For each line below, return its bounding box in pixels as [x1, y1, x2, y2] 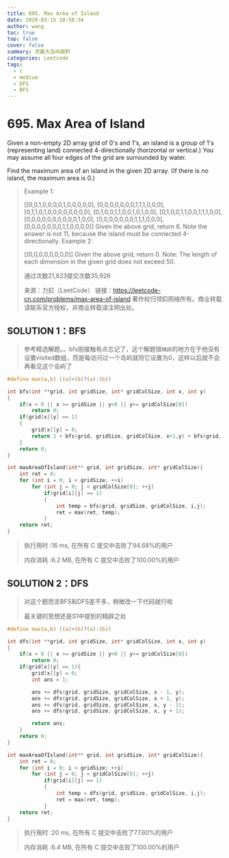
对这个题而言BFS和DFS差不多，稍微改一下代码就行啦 [23, 597, 173, 606]
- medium [13, 73, 38, 81]
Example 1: [23, 187, 55, 195]
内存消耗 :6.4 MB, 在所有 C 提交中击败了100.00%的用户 [23, 843, 180, 851]
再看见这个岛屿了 [23, 361, 72, 370]
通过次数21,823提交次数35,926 [23, 272, 111, 280]
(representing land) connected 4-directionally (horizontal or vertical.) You [7, 146, 214, 154]
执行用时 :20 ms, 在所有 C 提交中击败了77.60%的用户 [23, 829, 174, 837]
